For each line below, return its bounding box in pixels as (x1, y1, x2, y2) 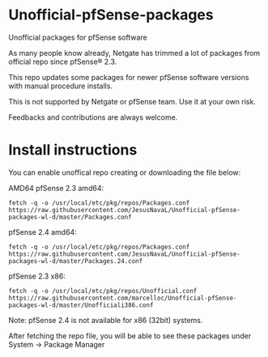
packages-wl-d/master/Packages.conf (8, 213, 132, 221)
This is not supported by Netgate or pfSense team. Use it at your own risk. (8, 96, 257, 106)
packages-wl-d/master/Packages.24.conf (8, 257, 143, 265)
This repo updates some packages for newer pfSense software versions (8, 72, 249, 82)
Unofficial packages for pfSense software (8, 32, 147, 42)
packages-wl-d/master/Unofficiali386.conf (8, 301, 154, 309)
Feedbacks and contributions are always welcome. (8, 112, 178, 122)
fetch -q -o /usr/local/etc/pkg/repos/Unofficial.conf (8, 287, 198, 295)
